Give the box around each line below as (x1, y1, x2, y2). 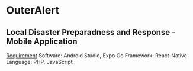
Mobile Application (6, 36, 78, 46)
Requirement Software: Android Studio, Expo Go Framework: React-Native (6, 52, 188, 59)
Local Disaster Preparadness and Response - (6, 27, 176, 37)
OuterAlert (6, 4, 60, 17)
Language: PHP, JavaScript (6, 59, 73, 65)
